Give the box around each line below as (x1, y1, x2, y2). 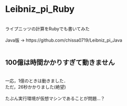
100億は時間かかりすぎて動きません (5, 58, 115, 67)
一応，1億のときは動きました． (5, 78, 68, 84)
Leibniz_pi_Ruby (5, 3, 75, 15)
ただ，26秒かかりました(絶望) (5, 84, 66, 90)
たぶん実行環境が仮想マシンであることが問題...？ (5, 95, 105, 101)
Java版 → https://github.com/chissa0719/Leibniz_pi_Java (5, 37, 123, 43)
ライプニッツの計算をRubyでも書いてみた (5, 26, 90, 32)
